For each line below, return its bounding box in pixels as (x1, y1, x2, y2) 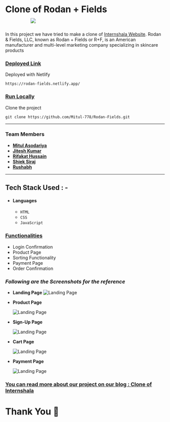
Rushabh (12, 164, 32, 170)
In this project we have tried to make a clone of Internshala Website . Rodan (5, 31, 161, 37)
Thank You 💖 (5, 406, 59, 417)
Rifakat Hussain (12, 153, 47, 159)
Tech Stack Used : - (5, 184, 68, 192)
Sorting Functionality (12, 255, 56, 261)
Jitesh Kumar (12, 148, 41, 154)
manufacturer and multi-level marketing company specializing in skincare (5, 42, 158, 48)
